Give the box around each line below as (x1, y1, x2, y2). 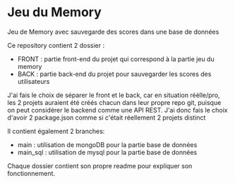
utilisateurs (17, 77, 50, 85)
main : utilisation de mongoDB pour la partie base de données (17, 140, 198, 149)
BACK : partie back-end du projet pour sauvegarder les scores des (17, 70, 212, 78)
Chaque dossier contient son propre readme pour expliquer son (7, 161, 193, 170)
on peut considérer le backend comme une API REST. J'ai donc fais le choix (7, 106, 228, 114)
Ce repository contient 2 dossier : (7, 41, 105, 49)
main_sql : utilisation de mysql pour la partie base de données (17, 148, 198, 156)
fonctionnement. (7, 169, 55, 177)
